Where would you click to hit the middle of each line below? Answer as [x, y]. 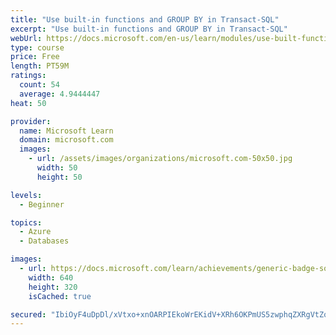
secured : [28, 314]
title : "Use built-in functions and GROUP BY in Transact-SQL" [145, 19]
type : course [37, 47]
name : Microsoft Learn [66, 131]
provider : [31, 121]
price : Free [35, 57]
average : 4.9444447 [60, 94]
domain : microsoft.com [66, 140]
